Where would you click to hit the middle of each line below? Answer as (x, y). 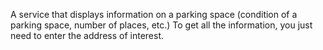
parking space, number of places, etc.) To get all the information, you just (161, 25)
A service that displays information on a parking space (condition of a (154, 14)
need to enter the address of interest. (87, 35)
